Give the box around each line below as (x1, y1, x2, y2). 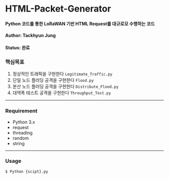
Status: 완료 (5, 44, 30, 50)
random (12, 135, 29, 141)
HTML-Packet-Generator (5, 3, 112, 15)
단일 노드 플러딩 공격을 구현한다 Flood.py (12, 77, 94, 83)
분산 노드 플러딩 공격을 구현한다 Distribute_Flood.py (12, 84, 119, 90)
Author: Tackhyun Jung (5, 32, 56, 38)
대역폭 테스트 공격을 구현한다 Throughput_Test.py (12, 90, 111, 96)
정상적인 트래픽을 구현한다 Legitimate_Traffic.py (12, 71, 113, 77)
